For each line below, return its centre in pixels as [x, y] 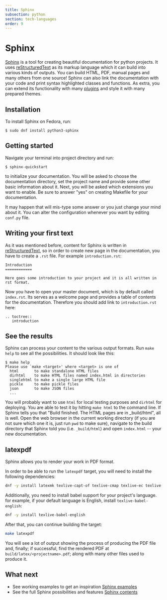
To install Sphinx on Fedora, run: [38, 121]
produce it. [16, 559]
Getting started [29, 146]
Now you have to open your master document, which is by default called [79, 291]
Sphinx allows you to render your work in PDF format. [60, 462]
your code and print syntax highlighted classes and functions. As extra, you [83, 83]
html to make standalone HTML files [54, 371]
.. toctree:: [19, 317]
